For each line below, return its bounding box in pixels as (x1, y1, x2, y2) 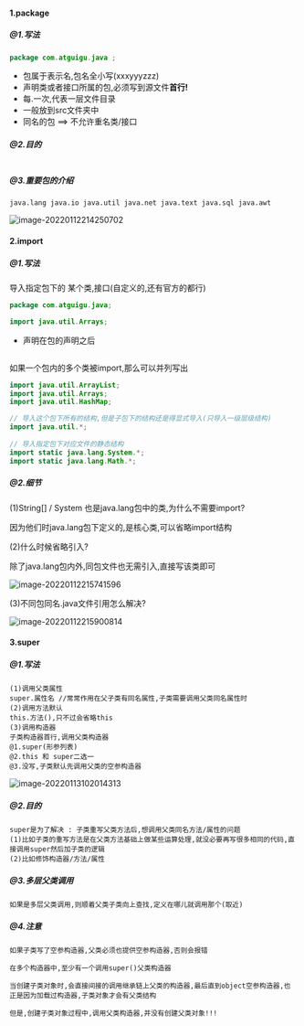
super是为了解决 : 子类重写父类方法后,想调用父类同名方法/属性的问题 (9, 826, 241, 835)
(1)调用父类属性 (9, 684, 63, 694)
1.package (9, 7, 50, 18)
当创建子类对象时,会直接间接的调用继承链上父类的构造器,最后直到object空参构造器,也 (9, 981, 291, 990)
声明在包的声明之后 (22, 335, 96, 346)
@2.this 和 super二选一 (9, 753, 94, 762)
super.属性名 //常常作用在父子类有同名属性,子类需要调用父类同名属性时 (9, 694, 248, 703)
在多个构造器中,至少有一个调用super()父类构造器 (9, 964, 172, 973)
